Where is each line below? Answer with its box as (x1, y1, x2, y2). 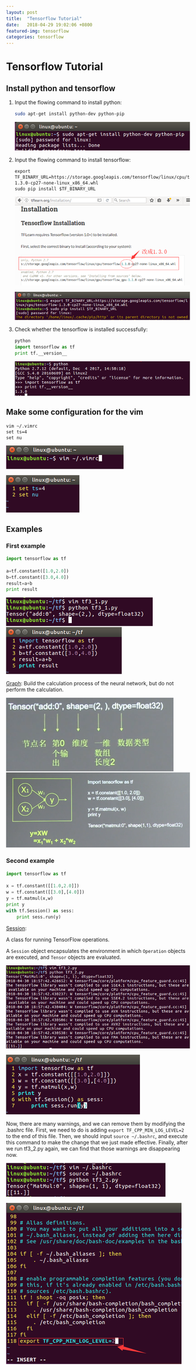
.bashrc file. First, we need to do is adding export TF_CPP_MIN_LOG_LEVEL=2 (6, 1126, 184, 1133)
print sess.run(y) (16, 914, 61, 920)
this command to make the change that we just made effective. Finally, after (6, 1139, 188, 1146)
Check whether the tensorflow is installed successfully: (14, 326, 148, 333)
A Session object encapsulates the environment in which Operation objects (6, 947, 185, 954)
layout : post (6, 9, 38, 15)
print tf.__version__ (14, 350, 67, 356)
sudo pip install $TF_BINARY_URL (14, 186, 96, 192)
